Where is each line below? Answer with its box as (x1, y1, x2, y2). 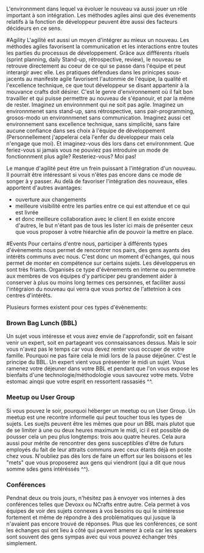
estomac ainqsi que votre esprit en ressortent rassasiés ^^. (6, 378, 153, 386)
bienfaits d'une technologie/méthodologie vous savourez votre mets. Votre (6, 372, 194, 379)
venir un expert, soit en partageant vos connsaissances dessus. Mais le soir (6, 339, 197, 347)
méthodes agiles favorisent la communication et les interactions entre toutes (6, 43, 199, 50)
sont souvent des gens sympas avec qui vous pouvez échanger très (6, 533, 178, 540)
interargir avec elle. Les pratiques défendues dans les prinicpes (6, 69, 166, 76)
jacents (6, 76, 25, 82)
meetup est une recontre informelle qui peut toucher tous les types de (6, 414, 183, 421)
